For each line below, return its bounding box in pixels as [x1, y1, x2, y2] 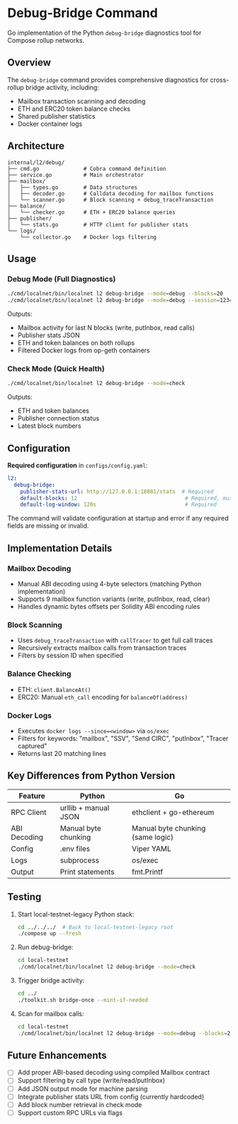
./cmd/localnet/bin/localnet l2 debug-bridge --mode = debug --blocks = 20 [7, 290, 223, 298]
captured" [17, 741, 47, 750]
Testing [7, 891, 42, 903]
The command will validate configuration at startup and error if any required [7, 514, 229, 523]
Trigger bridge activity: [17, 976, 85, 985]
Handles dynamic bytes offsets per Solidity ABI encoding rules [17, 602, 200, 611]
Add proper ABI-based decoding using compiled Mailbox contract [17, 1068, 210, 1077]
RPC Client [11, 807, 47, 817]
